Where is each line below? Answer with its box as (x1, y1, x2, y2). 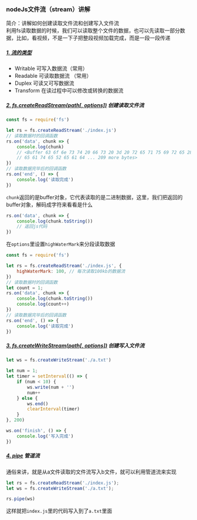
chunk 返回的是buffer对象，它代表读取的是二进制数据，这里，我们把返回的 (6, 193, 183, 201)
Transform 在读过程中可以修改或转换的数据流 (14, 87, 124, 94)
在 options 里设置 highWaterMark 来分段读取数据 (6, 240, 116, 248)
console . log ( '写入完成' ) (16, 433, 74, 439)
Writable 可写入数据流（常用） (14, 65, 88, 72)
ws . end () (27, 400, 49, 407)
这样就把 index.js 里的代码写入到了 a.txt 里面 (6, 508, 113, 515)
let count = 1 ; (6, 284, 43, 291)
